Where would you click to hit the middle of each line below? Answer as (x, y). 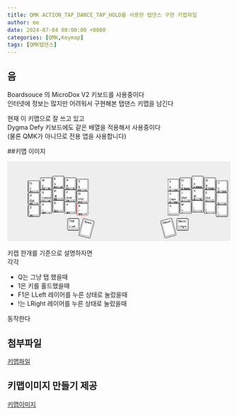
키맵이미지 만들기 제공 (52, 386)
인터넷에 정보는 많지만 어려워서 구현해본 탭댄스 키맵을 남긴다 (91, 103)
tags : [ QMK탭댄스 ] (32, 45)
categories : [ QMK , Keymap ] (45, 38)
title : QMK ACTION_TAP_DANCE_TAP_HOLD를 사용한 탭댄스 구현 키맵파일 (102, 15)
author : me (23, 22)
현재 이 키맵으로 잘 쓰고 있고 (46, 118)
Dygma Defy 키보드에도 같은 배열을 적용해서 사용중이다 (84, 127)
